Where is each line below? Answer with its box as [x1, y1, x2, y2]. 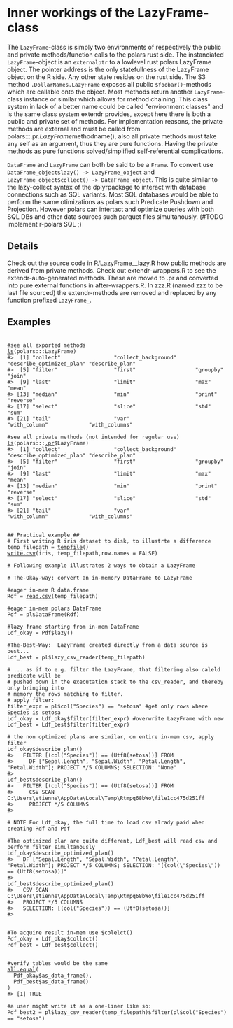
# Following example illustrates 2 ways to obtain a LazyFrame [7, 562, 196, 569]
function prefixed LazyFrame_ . [7, 296, 92, 304]
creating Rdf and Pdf [7, 825, 71, 832]
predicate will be [7, 672, 61, 679]
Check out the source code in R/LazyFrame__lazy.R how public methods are [7, 259, 227, 267]
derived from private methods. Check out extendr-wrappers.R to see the [7, 266, 216, 274]
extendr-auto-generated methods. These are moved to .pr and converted [7, 273, 218, 282]
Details [7, 240, 38, 252]
